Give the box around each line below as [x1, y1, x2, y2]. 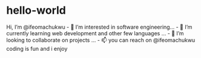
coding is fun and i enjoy [6, 45, 68, 52]
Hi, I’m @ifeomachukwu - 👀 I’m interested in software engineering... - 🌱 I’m [6, 23, 193, 30]
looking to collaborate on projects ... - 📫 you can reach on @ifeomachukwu [6, 36, 196, 44]
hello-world [6, 4, 67, 17]
